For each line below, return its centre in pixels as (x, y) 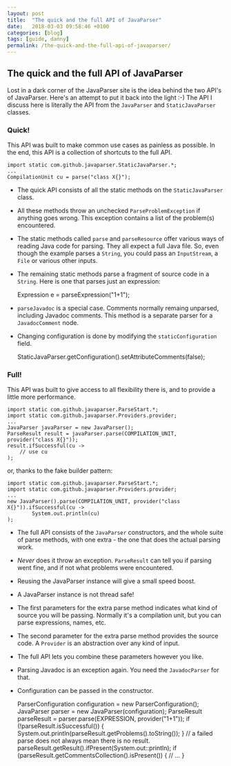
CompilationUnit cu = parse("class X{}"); (69, 177)
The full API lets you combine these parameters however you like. (110, 657)
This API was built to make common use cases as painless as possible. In (111, 145)
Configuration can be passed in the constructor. (85, 691)
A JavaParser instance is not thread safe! (76, 595)
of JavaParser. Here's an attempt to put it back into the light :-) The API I (110, 97)
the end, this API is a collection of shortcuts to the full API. (90, 153)
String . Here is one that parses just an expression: (89, 282)
